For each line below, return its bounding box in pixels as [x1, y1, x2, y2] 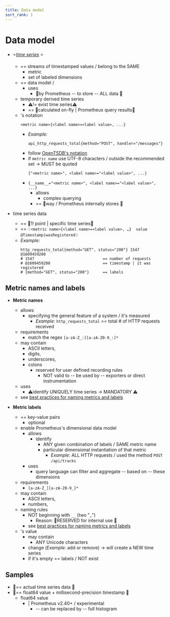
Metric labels [12, 404, 42, 410]
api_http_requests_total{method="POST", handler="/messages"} [28, 141, 163, 146]
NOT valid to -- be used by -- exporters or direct [43, 372, 145, 379]
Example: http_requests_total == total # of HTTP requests [35, 318, 160, 324]
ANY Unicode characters [35, 539, 88, 545]
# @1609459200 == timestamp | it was [20, 261, 151, 266]
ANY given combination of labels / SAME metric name [43, 441, 157, 448]
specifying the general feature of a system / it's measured [28, 313, 150, 319]
